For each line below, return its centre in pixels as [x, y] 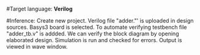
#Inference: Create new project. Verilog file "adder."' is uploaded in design [100, 20]
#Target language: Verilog [39, 9]
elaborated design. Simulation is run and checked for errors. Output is [94, 40]
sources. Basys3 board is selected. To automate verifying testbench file [97, 27]
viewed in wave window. [37, 46]
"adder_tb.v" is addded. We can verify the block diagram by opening [93, 34]
